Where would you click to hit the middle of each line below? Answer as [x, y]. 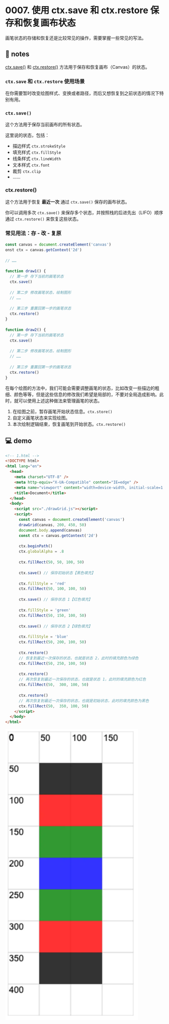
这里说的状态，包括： [27, 135]
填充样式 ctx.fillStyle [37, 153]
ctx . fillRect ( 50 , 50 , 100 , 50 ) [51, 562]
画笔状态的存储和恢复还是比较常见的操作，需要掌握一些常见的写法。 [76, 38]
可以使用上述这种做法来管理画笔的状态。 [60, 401]
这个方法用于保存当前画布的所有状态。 [45, 125]
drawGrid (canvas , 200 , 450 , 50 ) [52, 525]
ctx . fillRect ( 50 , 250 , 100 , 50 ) [52, 663]
